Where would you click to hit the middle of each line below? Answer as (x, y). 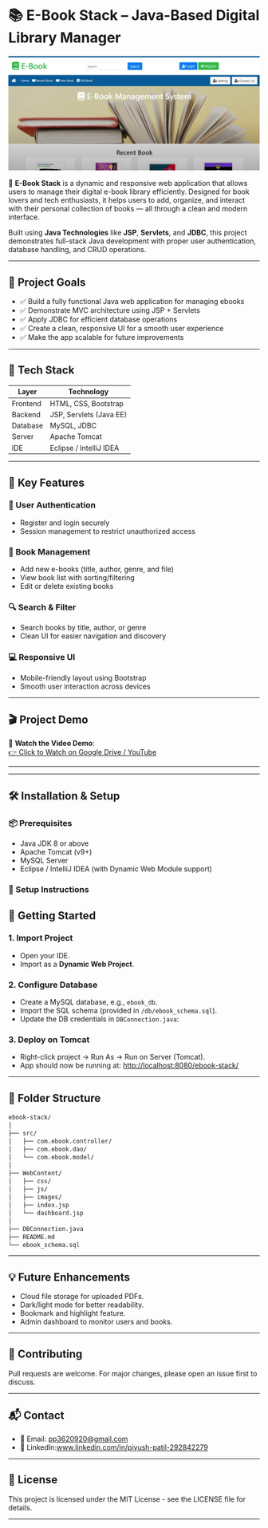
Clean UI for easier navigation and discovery (93, 636)
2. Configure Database (53, 985)
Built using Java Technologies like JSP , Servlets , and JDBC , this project (128, 233)
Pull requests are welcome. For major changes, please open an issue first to (133, 1373)
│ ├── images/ (35, 1198)
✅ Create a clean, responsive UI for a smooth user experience (122, 329)
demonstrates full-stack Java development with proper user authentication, (132, 241)
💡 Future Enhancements (69, 1277)
